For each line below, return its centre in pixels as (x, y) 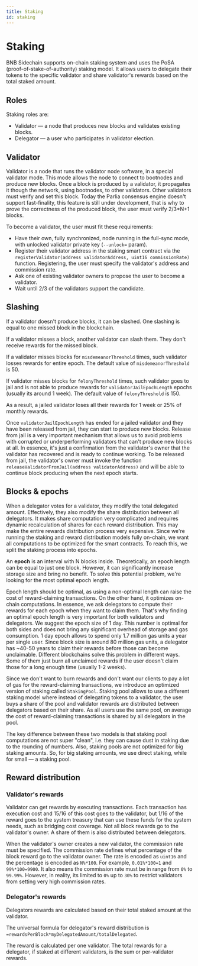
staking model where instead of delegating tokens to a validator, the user (95, 697)
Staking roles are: (27, 114)
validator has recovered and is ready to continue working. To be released (95, 454)
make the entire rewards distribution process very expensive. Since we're (95, 531)
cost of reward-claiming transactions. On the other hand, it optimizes (90, 597)
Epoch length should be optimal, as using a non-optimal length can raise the (99, 592)
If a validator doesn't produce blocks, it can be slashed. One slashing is (93, 321)
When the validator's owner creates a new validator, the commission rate (95, 844)
